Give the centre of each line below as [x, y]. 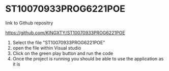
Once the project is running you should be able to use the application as [88, 58]
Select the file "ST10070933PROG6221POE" [59, 42]
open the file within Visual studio [47, 48]
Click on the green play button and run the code [63, 53]
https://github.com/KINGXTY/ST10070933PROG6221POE [65, 32]
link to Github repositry [29, 23]
